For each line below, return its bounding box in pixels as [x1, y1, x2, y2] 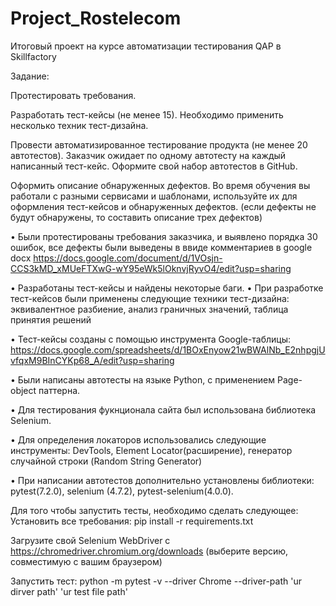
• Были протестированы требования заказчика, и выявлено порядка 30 [10, 230, 318, 242]
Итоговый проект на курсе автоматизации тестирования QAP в [10, 40, 282, 52]
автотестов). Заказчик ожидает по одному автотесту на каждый [10, 149, 287, 161]
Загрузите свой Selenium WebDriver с [10, 534, 171, 546]
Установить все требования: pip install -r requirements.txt [10, 515, 254, 527]
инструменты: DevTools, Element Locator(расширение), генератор [10, 444, 293, 456]
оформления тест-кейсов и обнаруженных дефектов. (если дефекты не [10, 200, 317, 212]
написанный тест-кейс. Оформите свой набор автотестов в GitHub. [10, 160, 298, 172]
